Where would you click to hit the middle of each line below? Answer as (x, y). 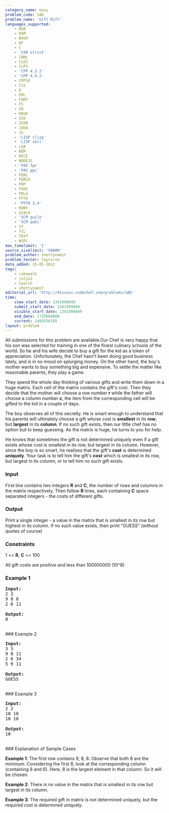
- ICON (21, 123)
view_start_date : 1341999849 (45, 302)
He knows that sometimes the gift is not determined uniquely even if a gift (82, 439)
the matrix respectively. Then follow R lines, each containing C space (77, 491)
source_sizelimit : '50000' (34, 250)
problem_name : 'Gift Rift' (34, 19)
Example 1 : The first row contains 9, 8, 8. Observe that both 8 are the (77, 759)
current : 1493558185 (36, 321)
